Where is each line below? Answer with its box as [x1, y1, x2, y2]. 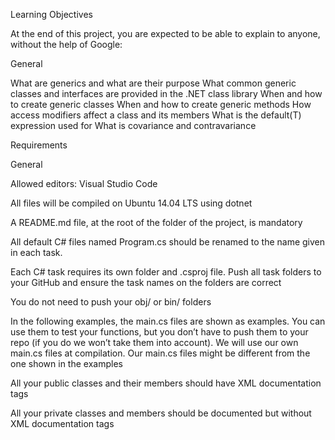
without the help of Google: [10, 39, 123, 50]
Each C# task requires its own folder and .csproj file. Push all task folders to [10, 266, 322, 278]
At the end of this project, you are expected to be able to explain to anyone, [10, 28, 321, 39]
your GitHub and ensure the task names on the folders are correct [10, 277, 282, 288]
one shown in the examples [10, 358, 123, 369]
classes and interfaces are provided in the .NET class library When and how [10, 88, 323, 99]
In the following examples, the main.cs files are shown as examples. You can [10, 315, 326, 327]
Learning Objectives [10, 9, 93, 20]
